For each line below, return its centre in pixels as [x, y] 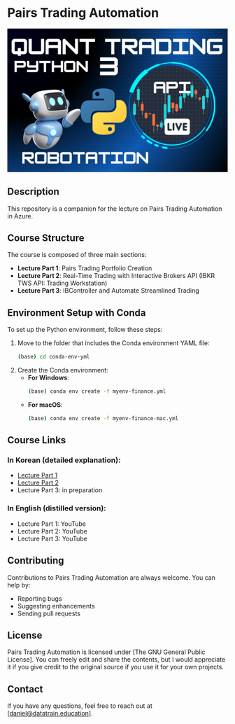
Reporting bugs [40, 598]
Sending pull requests [49, 613]
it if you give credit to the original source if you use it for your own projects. [116, 667]
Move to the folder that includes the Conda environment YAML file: [113, 343]
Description [33, 192]
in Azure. [20, 216]
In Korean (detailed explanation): [64, 460]
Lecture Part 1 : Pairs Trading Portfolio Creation [85, 268]
